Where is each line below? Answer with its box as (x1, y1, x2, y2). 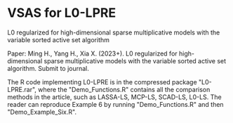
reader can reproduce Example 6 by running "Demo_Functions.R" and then (7, 100, 224, 108)
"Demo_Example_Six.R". (7, 108, 77, 116)
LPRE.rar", (7, 85, 37, 93)
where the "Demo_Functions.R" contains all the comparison (38, 85, 211, 93)
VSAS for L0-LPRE (7, 5, 116, 21)
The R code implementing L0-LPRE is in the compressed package (7, 77, 198, 86)
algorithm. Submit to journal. (7, 64, 90, 72)
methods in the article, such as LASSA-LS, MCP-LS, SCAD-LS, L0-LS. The (7, 93, 222, 101)
